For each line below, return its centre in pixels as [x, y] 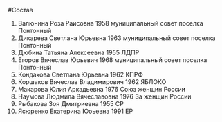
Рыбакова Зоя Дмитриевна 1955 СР [71, 104]
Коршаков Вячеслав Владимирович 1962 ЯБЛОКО [92, 82]
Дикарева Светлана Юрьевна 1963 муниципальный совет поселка [117, 38]
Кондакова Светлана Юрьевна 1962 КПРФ [81, 74]
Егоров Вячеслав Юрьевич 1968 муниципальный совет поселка [112, 60]
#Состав [20, 10]
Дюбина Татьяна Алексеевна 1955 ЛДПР [78, 52]
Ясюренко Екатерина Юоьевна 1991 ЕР [75, 111]
